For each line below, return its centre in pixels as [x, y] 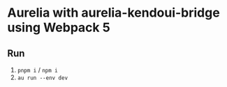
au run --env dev [43, 78]
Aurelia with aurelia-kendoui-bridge [113, 13]
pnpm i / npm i [37, 70]
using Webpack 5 [59, 27]
